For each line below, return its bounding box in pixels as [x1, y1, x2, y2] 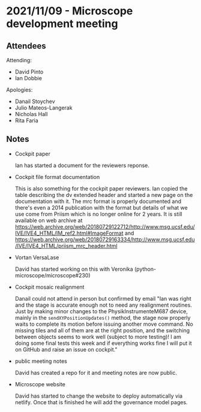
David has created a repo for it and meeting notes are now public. [14, 369, 177, 376]
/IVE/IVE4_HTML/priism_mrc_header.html [14, 242, 118, 249]
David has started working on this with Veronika [14, 265, 133, 272]
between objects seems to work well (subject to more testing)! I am [14, 333, 181, 340]
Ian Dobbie [14, 75, 42, 81]
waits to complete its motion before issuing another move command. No [14, 320, 193, 328]
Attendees [6, 41, 46, 51]
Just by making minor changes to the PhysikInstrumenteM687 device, [14, 307, 188, 315]
